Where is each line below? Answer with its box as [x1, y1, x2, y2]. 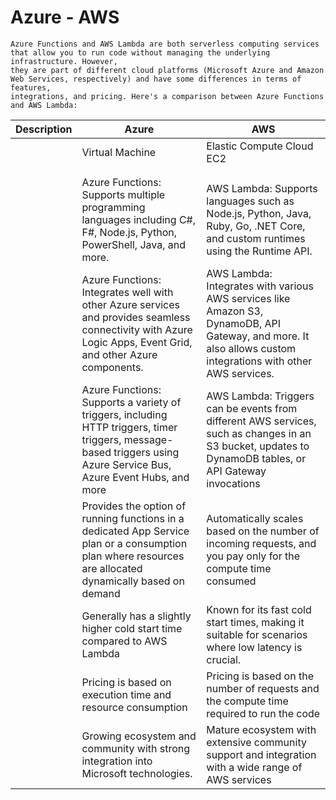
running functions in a [81, 511, 185, 525]
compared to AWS [81, 634, 168, 648]
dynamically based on [81, 574, 185, 588]
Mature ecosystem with [206, 722, 317, 736]
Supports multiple [81, 187, 166, 201]
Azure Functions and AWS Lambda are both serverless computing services [10, 39, 320, 49]
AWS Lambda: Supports [206, 181, 318, 195]
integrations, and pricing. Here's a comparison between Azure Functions [10, 91, 325, 101]
